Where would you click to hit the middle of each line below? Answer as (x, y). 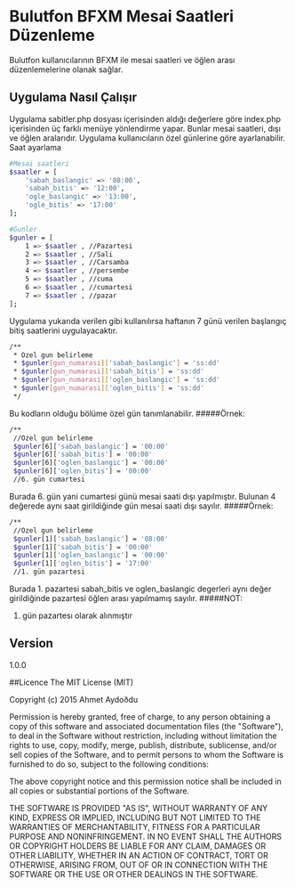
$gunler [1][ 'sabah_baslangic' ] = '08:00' (91, 539)
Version (31, 643)
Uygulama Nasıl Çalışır (73, 98)
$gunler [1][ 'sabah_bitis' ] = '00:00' (83, 547)
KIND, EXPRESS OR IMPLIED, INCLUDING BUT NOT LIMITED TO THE (135, 818)
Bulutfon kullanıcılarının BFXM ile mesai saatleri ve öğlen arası (122, 60)
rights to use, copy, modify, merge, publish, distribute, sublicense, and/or (143, 745)
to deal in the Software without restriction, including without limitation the (143, 736)
